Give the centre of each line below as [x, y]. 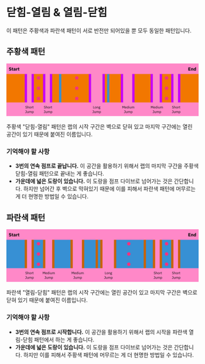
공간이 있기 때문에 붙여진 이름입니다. [49, 134]
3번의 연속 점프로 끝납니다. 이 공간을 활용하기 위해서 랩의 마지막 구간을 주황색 [107, 166]
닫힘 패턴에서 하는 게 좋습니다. [59, 340]
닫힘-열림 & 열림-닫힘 [57, 12]
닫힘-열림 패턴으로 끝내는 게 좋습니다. [60, 174]
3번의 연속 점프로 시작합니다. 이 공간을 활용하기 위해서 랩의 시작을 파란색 [101, 332]
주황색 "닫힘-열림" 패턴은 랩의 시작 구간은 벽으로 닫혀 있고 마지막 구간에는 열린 [99, 127]
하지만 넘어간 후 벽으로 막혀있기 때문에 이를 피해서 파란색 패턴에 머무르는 [110, 189]
